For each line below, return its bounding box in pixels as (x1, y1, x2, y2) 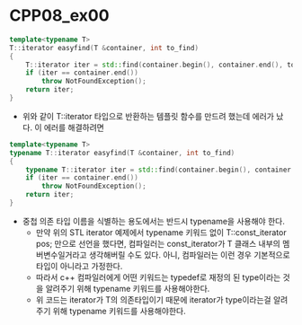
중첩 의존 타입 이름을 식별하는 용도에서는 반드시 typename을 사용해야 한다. (22, 215, 285, 226)
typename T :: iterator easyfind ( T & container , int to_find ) (9, 148, 235, 157)
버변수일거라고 (35, 249, 87, 260)
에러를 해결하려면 (43, 122, 105, 133)
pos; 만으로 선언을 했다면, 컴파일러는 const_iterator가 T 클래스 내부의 (35, 238, 280, 249)
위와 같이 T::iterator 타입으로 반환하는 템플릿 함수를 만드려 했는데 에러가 (22, 110, 274, 121)
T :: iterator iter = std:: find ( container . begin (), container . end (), (25, 60, 283, 69)
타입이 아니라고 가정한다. (35, 260, 123, 271)
